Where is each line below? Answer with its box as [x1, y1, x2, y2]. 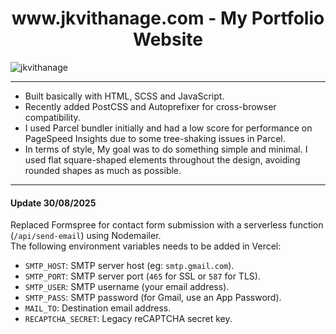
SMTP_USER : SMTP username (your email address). [24, 281, 230, 293]
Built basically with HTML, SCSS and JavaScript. [24, 90, 225, 102]
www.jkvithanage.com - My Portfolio [11, 7, 325, 30]
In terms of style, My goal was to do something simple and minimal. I [24, 143, 308, 155]
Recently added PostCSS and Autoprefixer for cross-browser [24, 100, 277, 112]
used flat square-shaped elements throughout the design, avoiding [24, 153, 301, 166]
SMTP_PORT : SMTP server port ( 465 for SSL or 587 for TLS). [24, 270, 261, 282]
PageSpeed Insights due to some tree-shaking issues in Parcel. [24, 132, 286, 144]
